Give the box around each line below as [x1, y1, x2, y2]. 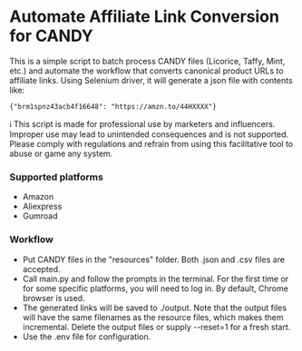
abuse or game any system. [9, 148, 113, 159]
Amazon [22, 191, 54, 202]
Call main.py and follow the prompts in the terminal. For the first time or [22, 273, 289, 284]
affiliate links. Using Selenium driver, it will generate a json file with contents [9, 74, 293, 85]
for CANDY [9, 25, 93, 46]
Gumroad [22, 210, 58, 221]
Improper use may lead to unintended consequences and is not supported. [9, 129, 289, 140]
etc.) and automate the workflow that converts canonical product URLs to [9, 65, 284, 76]
